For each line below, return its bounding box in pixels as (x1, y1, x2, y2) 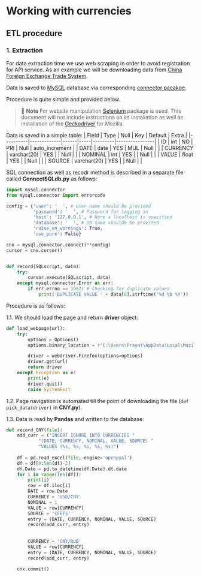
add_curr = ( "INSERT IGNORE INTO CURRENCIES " (17, 432, 135, 438)
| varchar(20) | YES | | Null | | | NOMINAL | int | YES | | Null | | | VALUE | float (6, 151, 193, 158)
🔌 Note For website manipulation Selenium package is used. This (20, 107, 181, 115)
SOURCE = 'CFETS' (28, 510, 71, 516)
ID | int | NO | (160, 138, 193, 145)
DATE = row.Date (28, 488, 68, 494)
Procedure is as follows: (6, 302, 66, 309)
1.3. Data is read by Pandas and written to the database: (6, 415, 145, 422)
